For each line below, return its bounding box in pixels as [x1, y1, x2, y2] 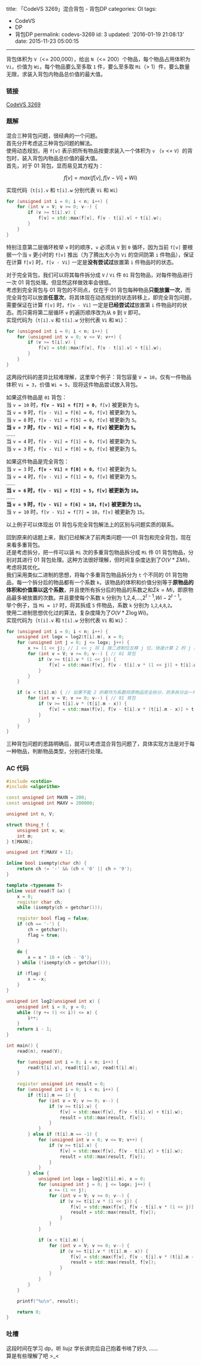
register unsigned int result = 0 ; [17, 1081, 106, 1087]
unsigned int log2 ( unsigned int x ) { [6, 998, 100, 1004]
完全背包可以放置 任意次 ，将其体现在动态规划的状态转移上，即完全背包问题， [6, 294, 195, 301]
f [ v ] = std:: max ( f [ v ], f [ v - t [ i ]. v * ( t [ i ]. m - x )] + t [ [48, 706, 197, 712]
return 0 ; [17, 1309, 42, 1315]
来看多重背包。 [6, 541, 43, 548]
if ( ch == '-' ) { [17, 921, 60, 927]
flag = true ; [28, 932, 60, 938]
